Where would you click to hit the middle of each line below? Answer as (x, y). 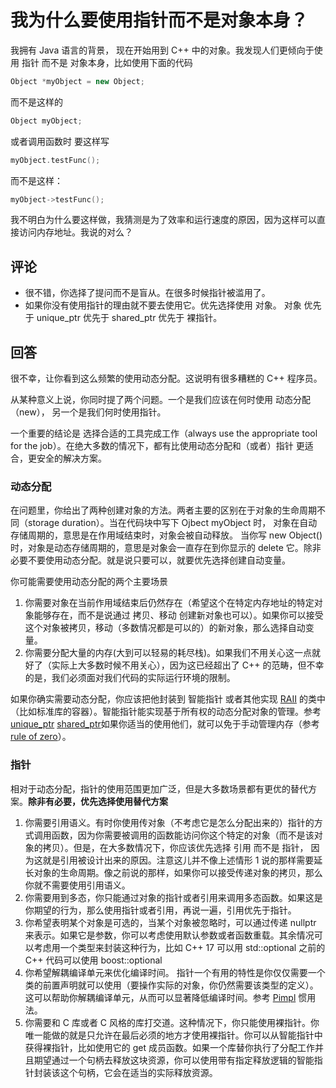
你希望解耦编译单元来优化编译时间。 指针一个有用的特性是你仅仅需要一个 (175, 972)
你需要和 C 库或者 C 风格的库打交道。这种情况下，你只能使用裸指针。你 (172, 1022)
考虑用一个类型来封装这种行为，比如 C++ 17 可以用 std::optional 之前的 (179, 947)
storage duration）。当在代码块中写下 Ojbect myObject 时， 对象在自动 (172, 523)
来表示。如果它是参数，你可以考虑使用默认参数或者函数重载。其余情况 (169, 935)
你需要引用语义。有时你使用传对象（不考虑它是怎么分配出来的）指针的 (169, 822)
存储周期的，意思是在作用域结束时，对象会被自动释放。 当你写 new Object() (166, 535)
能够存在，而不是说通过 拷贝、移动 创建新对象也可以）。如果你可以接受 (178, 615)
